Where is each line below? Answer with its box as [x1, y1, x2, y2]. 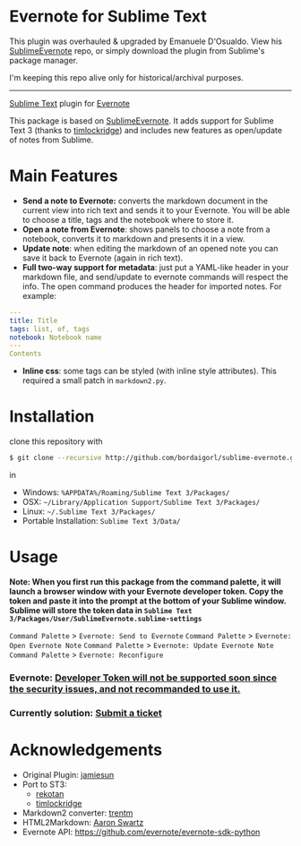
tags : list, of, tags [9, 324, 90, 333]
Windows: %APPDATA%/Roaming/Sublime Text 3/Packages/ [21, 486, 230, 498]
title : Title [9, 316, 58, 325]
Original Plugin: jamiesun [21, 769, 115, 780]
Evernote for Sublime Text [9, 6, 208, 27]
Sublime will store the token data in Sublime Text [9, 604, 193, 615]
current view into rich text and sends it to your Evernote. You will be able [21, 204, 290, 216]
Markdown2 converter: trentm [21, 808, 133, 818]
